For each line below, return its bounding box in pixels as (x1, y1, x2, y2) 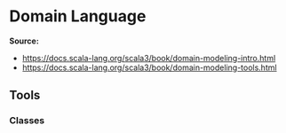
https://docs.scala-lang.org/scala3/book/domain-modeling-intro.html (21, 52, 276, 63)
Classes (9, 114, 45, 127)
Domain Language (9, 6, 147, 27)
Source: (9, 35, 40, 46)
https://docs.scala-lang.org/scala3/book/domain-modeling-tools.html (21, 62, 277, 73)
